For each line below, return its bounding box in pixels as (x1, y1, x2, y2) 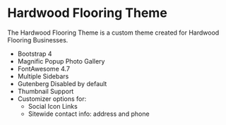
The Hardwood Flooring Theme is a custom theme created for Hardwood (7, 28, 220, 37)
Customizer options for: (17, 94, 87, 103)
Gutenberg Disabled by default (17, 79, 107, 88)
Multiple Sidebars (17, 72, 69, 81)
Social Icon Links (28, 102, 78, 110)
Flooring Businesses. (7, 35, 69, 44)
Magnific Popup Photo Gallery (17, 56, 105, 65)
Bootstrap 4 (17, 49, 52, 58)
